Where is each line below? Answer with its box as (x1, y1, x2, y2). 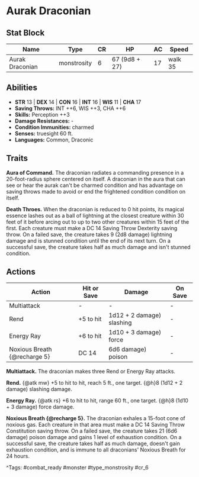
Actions (6, 267, 36, 277)
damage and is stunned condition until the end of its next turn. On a (6, 237, 171, 244)
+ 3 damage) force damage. (6, 404, 75, 411)
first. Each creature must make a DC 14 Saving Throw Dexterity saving (6, 224, 178, 231)
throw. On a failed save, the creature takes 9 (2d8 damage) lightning (6, 231, 173, 238)
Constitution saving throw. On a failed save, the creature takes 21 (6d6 (6, 427, 178, 434)
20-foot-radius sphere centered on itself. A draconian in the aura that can (6, 175, 185, 182)
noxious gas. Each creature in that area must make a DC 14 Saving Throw (6, 421, 185, 428)
